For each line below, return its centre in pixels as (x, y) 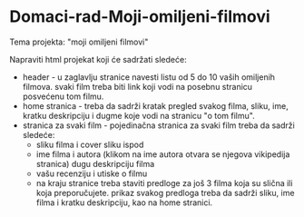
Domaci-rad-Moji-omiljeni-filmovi (140, 17)
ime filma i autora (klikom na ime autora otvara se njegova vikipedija (163, 154)
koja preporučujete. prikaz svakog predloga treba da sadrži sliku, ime (165, 192)
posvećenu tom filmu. (63, 96)
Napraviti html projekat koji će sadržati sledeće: (98, 59)
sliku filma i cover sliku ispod (90, 144)
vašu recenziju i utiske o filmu (92, 173)
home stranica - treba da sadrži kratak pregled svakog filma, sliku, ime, (155, 105)
